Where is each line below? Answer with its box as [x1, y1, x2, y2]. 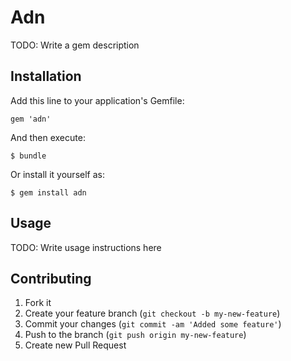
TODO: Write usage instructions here [10, 241, 162, 253]
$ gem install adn [10, 187, 87, 198]
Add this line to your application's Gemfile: [10, 94, 185, 106]
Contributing [10, 270, 92, 287]
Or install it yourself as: [10, 168, 105, 180]
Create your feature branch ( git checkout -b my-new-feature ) [24, 307, 281, 320]
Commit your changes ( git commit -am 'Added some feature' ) [24, 318, 282, 330]
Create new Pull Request [24, 339, 127, 351]
